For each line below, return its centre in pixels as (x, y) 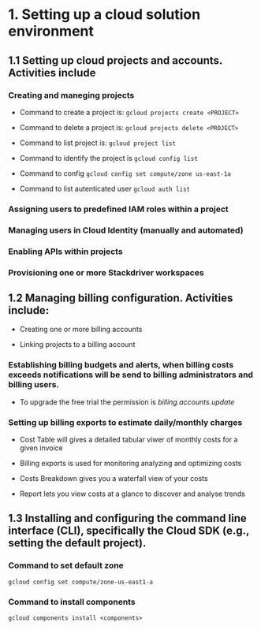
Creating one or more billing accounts (81, 330)
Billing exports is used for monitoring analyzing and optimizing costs (130, 463)
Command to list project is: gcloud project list (97, 143)
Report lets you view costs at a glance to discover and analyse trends (132, 494)
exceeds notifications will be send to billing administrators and (131, 375)
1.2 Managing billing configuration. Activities (121, 298)
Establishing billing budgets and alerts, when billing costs (121, 365)
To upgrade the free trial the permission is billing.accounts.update (127, 402)
